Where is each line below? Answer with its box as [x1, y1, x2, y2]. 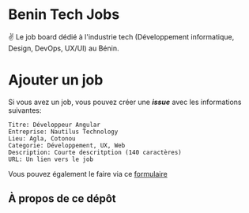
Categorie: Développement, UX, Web [8, 141, 126, 149]
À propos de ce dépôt [8, 192, 116, 206]
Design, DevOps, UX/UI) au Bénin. [8, 43, 119, 53]
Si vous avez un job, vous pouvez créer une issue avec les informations [8, 97, 242, 106]
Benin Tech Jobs [8, 6, 120, 24]
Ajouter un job [8, 71, 104, 89]
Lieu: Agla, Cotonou [8, 134, 77, 143]
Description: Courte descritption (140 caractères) [8, 148, 182, 156]
